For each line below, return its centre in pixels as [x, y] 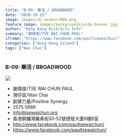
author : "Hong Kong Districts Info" [44, 29]
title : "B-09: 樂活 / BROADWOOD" [40, 10]
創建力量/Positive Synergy [40, 101]
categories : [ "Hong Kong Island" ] [42, 43]
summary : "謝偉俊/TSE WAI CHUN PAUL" [44, 34]
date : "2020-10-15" [26, 15]
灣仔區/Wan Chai [30, 95]
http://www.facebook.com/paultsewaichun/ [58, 124]
